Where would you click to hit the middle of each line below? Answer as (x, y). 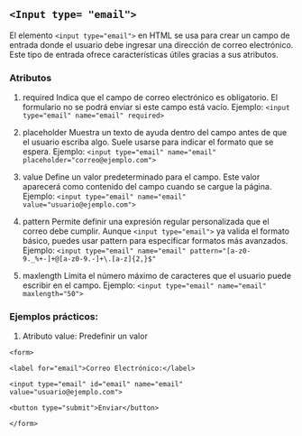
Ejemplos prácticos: (54, 317)
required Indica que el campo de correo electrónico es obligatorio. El (150, 97)
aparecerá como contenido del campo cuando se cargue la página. (147, 187)
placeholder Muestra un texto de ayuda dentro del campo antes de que (155, 133)
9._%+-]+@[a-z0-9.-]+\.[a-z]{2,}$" (89, 259)
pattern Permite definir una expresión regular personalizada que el (146, 222)
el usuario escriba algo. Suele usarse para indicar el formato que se (148, 142)
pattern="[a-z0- (220, 251)
